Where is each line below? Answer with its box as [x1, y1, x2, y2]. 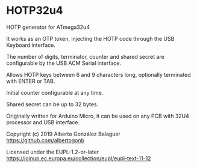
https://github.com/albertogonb [6, 136, 85, 144]
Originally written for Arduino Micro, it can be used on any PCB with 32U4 [6, 112, 190, 119]
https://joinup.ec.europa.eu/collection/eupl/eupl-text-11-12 [6, 154, 151, 162]
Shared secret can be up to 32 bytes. [6, 100, 99, 108]
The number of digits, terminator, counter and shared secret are [6, 53, 164, 60]
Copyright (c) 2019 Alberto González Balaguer [6, 130, 120, 137]
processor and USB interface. [6, 118, 80, 126]
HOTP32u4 [6, 4, 63, 17]
